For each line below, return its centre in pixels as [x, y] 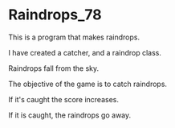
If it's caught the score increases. [63, 99]
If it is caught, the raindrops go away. [70, 115]
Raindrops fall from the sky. [54, 68]
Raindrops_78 [55, 15]
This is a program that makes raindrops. [74, 37]
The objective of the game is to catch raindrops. [87, 84]
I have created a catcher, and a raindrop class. [85, 52]
